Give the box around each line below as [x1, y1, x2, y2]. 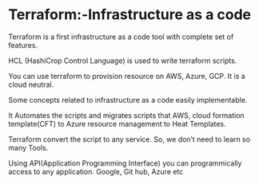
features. [8, 40, 38, 49]
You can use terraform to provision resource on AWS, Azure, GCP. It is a [8, 71, 245, 80]
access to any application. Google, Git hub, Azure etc [8, 166, 184, 176]
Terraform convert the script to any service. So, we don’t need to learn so [8, 134, 250, 144]
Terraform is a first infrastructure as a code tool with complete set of [8, 32, 234, 41]
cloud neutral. [8, 80, 54, 89]
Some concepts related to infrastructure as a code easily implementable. [8, 95, 248, 104]
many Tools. [8, 143, 49, 152]
